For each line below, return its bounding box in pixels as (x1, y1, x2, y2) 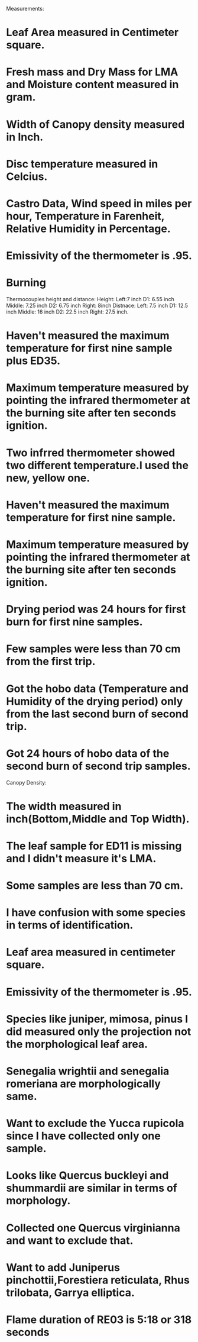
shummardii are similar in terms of (6, 1182, 177, 1195)
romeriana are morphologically (6, 1077, 161, 1091)
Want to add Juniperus (6, 1260, 120, 1274)
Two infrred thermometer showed (6, 446, 176, 459)
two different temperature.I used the (6, 459, 189, 472)
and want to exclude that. (6, 1234, 134, 1247)
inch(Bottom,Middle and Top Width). (6, 812, 190, 825)
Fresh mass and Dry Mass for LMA (6, 65, 178, 79)
